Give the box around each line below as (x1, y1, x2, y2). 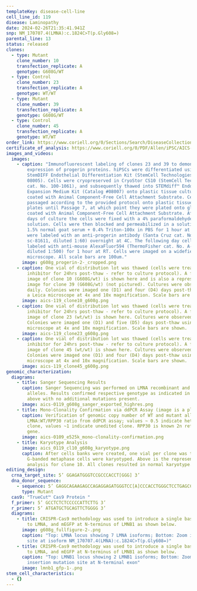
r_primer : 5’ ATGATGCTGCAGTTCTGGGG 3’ (11, 505, 107, 511)
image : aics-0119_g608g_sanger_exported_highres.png (21, 401, 154, 407)
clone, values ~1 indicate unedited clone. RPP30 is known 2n (27, 423, 182, 429)
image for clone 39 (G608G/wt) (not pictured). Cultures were (27, 281, 182, 288)
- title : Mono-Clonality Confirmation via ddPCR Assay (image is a (16, 407, 185, 413)
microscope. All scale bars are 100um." (27, 254, 127, 260)
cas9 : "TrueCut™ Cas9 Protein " (11, 494, 91, 500)
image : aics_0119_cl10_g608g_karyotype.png (21, 445, 130, 451)
